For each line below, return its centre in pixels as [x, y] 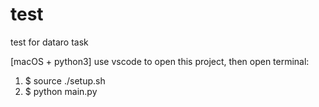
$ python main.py [61, 91]
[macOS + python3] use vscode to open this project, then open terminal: [160, 61]
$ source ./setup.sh [65, 80]
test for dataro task [49, 42]
